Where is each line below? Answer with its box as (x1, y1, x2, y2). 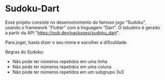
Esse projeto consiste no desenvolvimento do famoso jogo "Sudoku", (5, 19, 147, 25)
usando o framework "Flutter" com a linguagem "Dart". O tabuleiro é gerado (5, 24, 160, 30)
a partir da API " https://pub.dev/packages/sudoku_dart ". (5, 30, 120, 36)
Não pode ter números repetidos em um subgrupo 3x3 (12, 69, 124, 75)
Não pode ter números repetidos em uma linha (12, 58, 108, 64)
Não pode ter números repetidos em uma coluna (12, 64, 111, 70)
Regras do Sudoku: (5, 49, 45, 55)
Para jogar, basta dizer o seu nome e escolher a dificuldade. (5, 39, 128, 45)
